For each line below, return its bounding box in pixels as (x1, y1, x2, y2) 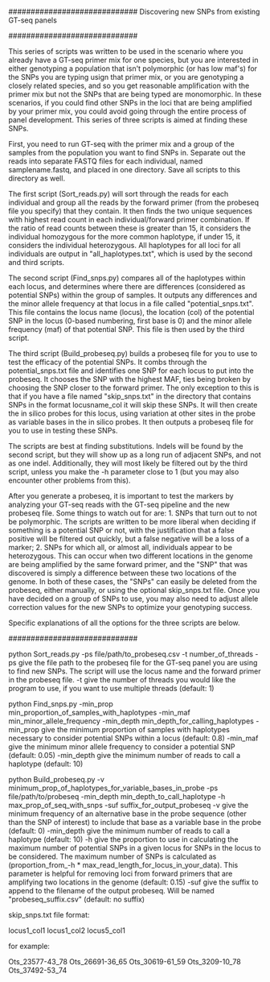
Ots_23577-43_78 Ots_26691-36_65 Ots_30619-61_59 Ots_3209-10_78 (8, 957, 241, 966)
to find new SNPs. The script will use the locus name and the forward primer (8, 666, 261, 676)
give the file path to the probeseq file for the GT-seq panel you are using (18, 658, 258, 667)
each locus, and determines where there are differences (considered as (8, 282, 246, 291)
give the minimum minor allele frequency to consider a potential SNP (8, 742, 235, 752)
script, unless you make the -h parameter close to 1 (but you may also (8, 467, 239, 476)
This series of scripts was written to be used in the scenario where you (8, 47, 243, 56)
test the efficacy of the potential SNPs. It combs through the (8, 358, 207, 367)
